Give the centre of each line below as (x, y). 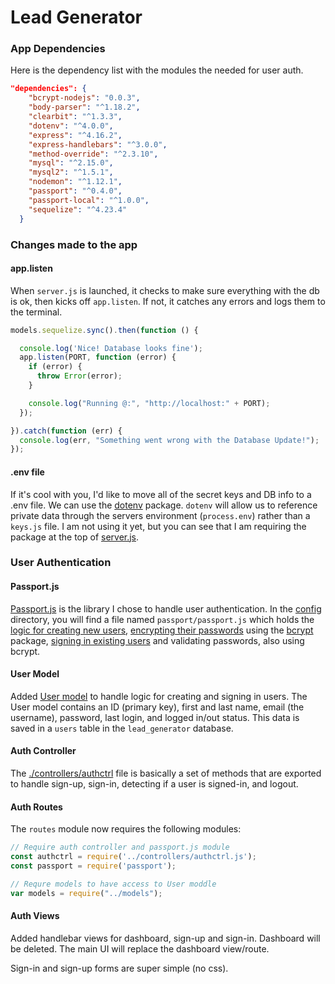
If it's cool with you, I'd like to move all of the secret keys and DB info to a (161, 494)
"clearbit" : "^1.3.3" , (75, 117)
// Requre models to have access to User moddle (113, 884)
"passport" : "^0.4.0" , (75, 191)
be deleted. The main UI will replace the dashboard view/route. (140, 948)
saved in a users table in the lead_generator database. (122, 728)
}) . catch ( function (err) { (66, 431)
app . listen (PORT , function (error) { (98, 357)
